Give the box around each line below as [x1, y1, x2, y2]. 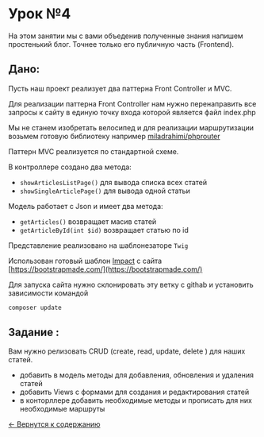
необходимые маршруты [19, 404, 105, 414]
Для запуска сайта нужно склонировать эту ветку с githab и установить [8, 280, 254, 289]
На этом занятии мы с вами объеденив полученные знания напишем [8, 31, 243, 41]
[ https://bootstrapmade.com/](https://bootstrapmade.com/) [8, 264, 203, 274]
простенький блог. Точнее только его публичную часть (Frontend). [8, 39, 235, 48]
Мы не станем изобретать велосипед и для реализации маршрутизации [8, 122, 254, 132]
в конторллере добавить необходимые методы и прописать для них [19, 396, 252, 405]
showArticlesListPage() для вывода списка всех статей [19, 177, 208, 187]
